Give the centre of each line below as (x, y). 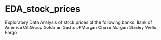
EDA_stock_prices (43, 9)
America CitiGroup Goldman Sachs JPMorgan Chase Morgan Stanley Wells (81, 27)
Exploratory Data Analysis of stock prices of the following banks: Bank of (79, 22)
